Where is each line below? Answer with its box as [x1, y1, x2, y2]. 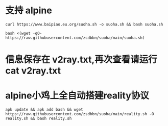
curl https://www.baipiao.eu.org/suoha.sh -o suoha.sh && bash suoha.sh [5, 21, 163, 27]
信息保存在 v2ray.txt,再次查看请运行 [5, 54, 157, 65]
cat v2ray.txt [5, 65, 61, 77]
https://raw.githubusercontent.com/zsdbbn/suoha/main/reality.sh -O [5, 112, 154, 117]
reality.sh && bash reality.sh [5, 116, 72, 121]
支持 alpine [5, 5, 52, 16]
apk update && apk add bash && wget [5, 107, 83, 112]
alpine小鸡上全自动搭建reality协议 [5, 90, 150, 102]
